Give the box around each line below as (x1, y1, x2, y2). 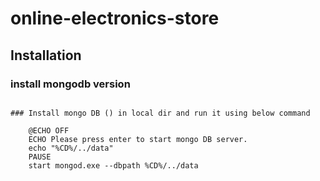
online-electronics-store (10, 7, 220, 30)
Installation (10, 47, 82, 64)
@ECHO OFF (28, 125, 70, 136)
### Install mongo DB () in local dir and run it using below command (10, 108, 311, 118)
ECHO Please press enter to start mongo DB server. (28, 134, 248, 144)
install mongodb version (10, 77, 131, 91)
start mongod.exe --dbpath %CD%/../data (28, 160, 199, 171)
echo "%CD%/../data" (28, 143, 114, 153)
